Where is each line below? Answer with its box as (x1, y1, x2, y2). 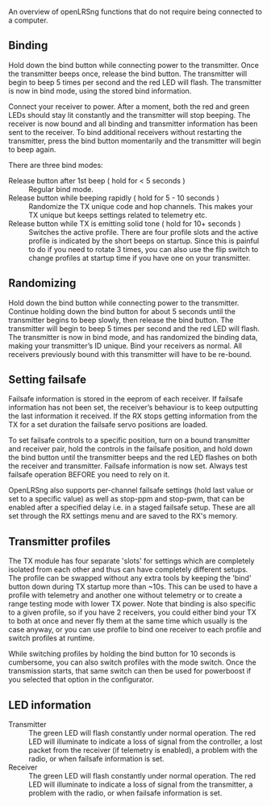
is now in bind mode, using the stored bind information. (8, 86, 192, 95)
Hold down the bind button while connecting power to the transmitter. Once (8, 60, 260, 69)
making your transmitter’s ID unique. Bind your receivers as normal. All (8, 341, 242, 351)
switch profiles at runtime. (8, 633, 95, 643)
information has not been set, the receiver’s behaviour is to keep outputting (8, 403, 258, 413)
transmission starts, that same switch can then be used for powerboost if (8, 666, 252, 676)
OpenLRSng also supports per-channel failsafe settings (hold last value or (8, 485, 254, 495)
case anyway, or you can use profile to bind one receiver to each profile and (8, 625, 262, 635)
